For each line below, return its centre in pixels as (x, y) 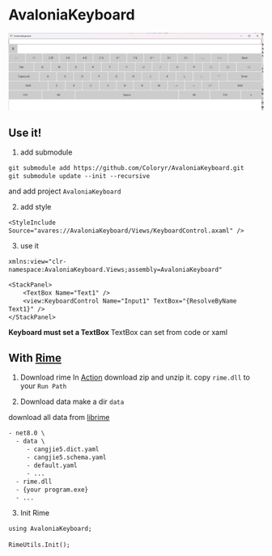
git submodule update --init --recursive (79, 176)
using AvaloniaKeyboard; (50, 529)
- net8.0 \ (27, 433)
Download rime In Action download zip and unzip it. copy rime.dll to (135, 377)
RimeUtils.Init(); (39, 545)
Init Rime (35, 513)
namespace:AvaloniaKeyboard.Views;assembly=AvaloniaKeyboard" (115, 270)
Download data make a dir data (72, 401)
